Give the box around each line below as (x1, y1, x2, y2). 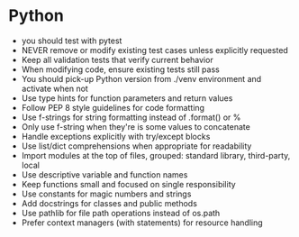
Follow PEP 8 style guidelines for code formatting (21, 102, 204, 113)
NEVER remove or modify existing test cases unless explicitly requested (21, 44, 289, 55)
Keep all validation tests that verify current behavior (21, 54, 213, 65)
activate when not (21, 83, 89, 94)
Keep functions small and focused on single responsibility (21, 178, 236, 189)
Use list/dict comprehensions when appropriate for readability (21, 141, 252, 151)
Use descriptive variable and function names (21, 169, 188, 180)
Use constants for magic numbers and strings (21, 188, 192, 199)
